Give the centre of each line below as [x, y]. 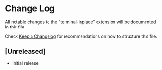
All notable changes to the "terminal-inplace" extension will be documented [81, 22]
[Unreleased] [25, 51]
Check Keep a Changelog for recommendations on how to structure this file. [81, 36]
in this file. [15, 27]
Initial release [25, 63]
